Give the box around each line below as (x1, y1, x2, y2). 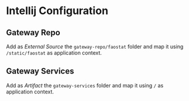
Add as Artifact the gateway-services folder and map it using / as (6, 82, 164, 89)
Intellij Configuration (6, 4, 109, 18)
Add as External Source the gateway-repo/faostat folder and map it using (6, 43, 184, 50)
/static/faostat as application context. (6, 49, 102, 56)
